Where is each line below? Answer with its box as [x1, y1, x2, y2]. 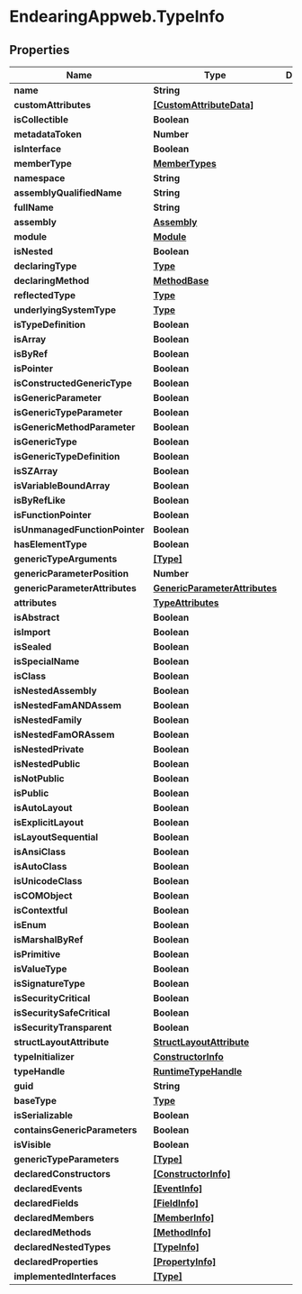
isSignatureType [13, 978, 85, 989]
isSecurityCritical [13, 992, 91, 1004]
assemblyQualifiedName [13, 187, 122, 199]
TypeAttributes [153, 597, 219, 609]
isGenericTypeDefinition [13, 451, 120, 462]
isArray [13, 333, 47, 345]
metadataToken [13, 128, 83, 141]
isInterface [13, 142, 62, 155]
